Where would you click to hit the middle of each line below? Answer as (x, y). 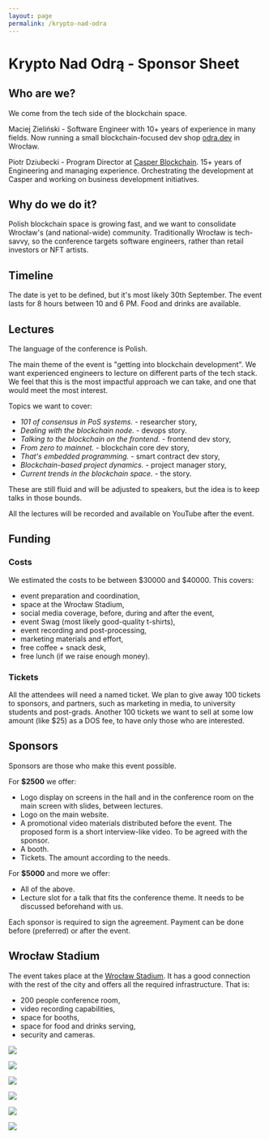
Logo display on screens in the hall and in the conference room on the (137, 797)
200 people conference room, (70, 1000)
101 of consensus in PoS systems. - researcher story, (109, 421)
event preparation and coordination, (80, 595)
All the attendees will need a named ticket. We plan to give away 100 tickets (134, 694)
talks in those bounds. (45, 498)
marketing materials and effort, (72, 639)
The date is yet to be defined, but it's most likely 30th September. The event (135, 295)
